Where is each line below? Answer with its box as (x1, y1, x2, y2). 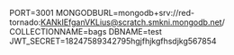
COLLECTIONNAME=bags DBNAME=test (9, 27, 162, 36)
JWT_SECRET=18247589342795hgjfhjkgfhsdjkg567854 (9, 35, 217, 46)
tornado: (9, 17, 41, 27)
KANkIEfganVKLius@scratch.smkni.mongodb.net (40, 17, 222, 27)
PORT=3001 (9, 8, 54, 18)
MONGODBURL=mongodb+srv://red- (55, 8, 195, 18)
